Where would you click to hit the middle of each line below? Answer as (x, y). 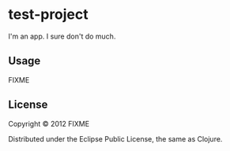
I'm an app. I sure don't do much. (62, 36)
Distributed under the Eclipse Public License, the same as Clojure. (115, 138)
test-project (48, 15)
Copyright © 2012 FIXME (49, 123)
